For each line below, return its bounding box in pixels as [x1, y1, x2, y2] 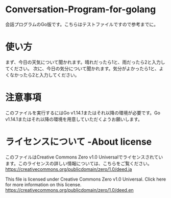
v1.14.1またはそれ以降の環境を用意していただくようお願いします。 [5, 116, 143, 122]
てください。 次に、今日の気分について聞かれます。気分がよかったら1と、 [5, 65, 159, 71]
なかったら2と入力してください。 [9, 72, 80, 78]
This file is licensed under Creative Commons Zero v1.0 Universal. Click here [5, 176, 166, 182]
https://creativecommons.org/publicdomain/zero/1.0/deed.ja [5, 166, 132, 172]
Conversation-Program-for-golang [5, 4, 156, 15]
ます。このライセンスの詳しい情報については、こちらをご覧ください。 [5, 160, 152, 166]
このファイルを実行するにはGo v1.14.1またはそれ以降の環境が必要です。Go [5, 109, 161, 116]
